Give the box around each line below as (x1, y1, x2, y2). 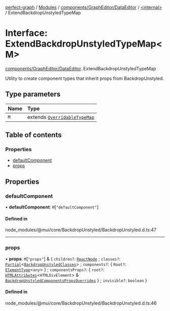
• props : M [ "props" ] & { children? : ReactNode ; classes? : (5, 255, 120, 262)
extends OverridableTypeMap (27, 113, 95, 120)
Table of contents (5, 131, 62, 140)
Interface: (5, 27, 48, 39)
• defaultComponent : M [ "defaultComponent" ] (5, 204, 99, 210)
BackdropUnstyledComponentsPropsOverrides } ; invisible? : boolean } (5, 277, 147, 283)
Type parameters (5, 90, 61, 99)
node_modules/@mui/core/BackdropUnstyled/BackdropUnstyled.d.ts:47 (5, 227, 157, 233)
